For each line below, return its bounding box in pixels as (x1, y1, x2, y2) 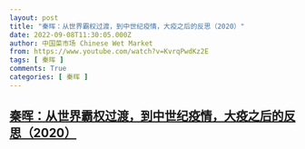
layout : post (9, 13, 59, 23)
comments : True (9, 65, 67, 74)
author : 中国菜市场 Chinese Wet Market (9, 38, 153, 48)
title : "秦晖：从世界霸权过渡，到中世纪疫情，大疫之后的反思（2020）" (9, 22, 245, 31)
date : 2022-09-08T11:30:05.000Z (9, 30, 132, 39)
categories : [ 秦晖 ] (9, 73, 89, 82)
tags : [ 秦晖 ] (9, 55, 64, 65)
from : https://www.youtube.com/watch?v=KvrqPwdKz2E (9, 47, 209, 56)
